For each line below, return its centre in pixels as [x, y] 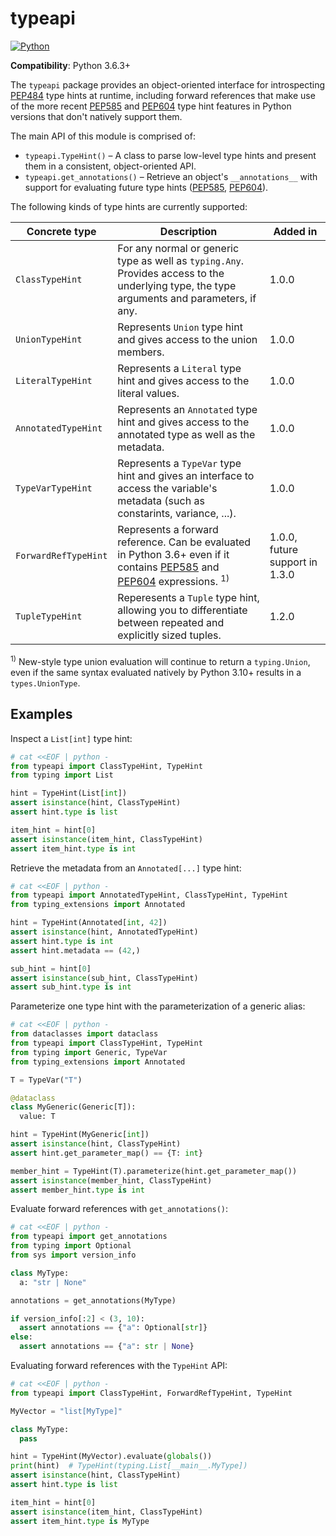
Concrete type [61, 231]
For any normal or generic [178, 248]
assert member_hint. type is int [77, 1190]
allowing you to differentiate [182, 610]
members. [141, 352]
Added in [295, 231]
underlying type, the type [177, 285]
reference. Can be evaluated [184, 542]
